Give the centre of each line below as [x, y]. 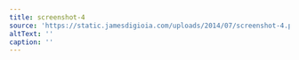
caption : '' [31, 42]
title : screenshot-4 [48, 17]
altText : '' [31, 34]
